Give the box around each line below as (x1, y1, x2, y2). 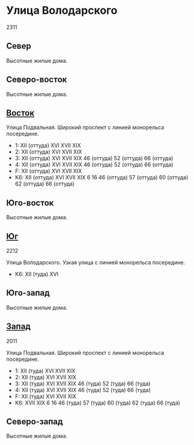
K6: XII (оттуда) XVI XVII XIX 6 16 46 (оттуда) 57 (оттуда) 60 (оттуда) (14, 174, 189, 181)
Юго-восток (6, 198, 54, 208)
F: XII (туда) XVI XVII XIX (14, 393, 77, 400)
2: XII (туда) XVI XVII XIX (14, 373, 77, 381)
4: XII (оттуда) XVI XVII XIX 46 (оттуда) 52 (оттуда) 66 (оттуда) (14, 161, 174, 169)
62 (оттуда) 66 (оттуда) (14, 180, 75, 187)
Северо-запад (6, 417, 63, 427)
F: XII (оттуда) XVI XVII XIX (14, 167, 82, 175)
